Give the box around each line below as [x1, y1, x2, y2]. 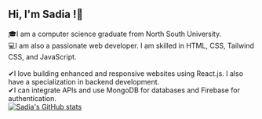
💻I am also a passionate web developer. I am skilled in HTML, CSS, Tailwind [8, 41, 255, 50]
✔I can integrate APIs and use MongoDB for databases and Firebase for [8, 85, 241, 95]
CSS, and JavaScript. [8, 52, 77, 61]
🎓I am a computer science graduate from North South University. [8, 29, 222, 38]
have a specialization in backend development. [8, 77, 160, 86]
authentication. [8, 93, 57, 103]
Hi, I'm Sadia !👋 [8, 8, 84, 21]
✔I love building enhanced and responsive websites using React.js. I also [8, 68, 244, 78]
